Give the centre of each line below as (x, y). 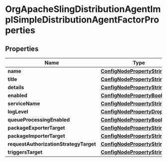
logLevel (18, 112)
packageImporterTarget (37, 136)
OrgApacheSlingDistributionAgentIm (83, 9)
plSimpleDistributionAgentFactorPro (82, 20)
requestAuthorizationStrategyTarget (52, 144)
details (16, 87)
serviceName (24, 103)
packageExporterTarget (37, 128)
